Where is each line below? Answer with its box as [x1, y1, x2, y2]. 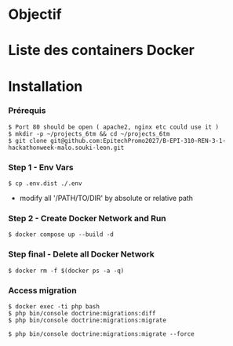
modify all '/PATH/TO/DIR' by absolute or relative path [19, 194, 194, 203]
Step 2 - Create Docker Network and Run [8, 213, 166, 224]
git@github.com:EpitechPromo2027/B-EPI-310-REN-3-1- [49, 137, 226, 144]
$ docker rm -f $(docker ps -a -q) [8, 267, 125, 275]
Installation [8, 77, 83, 95]
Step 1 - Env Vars [8, 162, 75, 173]
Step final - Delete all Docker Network [8, 249, 155, 260]
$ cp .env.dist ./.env [8, 180, 82, 188]
